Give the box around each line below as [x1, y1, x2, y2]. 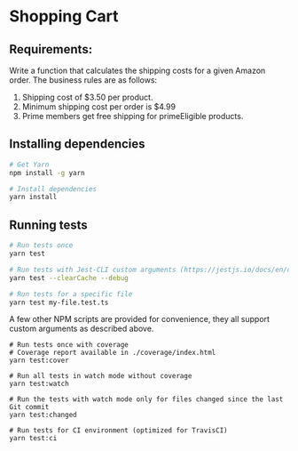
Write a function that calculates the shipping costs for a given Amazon [9, 65, 266, 76]
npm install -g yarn [9, 168, 86, 177]
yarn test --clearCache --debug [9, 273, 129, 282]
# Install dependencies [9, 184, 98, 193]
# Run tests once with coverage [9, 341, 129, 350]
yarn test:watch [9, 380, 69, 389]
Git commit [9, 403, 50, 412]
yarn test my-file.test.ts [9, 298, 109, 307]
